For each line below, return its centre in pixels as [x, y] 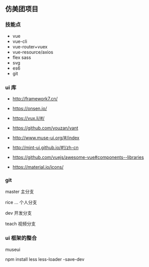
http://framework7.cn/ [35, 98]
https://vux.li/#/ [28, 118]
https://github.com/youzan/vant [45, 128]
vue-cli [20, 41]
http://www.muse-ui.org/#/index [46, 138]
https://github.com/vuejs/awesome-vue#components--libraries [78, 157]
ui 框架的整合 [21, 238]
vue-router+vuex [30, 46]
